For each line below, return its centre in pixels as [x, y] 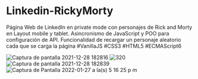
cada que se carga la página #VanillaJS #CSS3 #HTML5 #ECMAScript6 [94, 46]
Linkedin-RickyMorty [60, 11]
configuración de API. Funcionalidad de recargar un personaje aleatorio [94, 39]
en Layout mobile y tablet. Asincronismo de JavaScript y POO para [88, 33]
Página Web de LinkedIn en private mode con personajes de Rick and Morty [99, 27]
